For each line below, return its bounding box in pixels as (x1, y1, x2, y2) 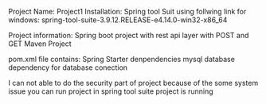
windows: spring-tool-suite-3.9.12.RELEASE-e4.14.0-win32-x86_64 (8, 15, 228, 25)
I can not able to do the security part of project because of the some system (8, 79, 259, 87)
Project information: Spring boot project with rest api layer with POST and (8, 31, 249, 40)
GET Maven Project (8, 39, 72, 48)
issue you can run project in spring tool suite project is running (8, 87, 213, 96)
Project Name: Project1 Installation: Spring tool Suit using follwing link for (8, 7, 247, 16)
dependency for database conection (8, 63, 128, 72)
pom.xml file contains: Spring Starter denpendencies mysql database (8, 55, 235, 64)
